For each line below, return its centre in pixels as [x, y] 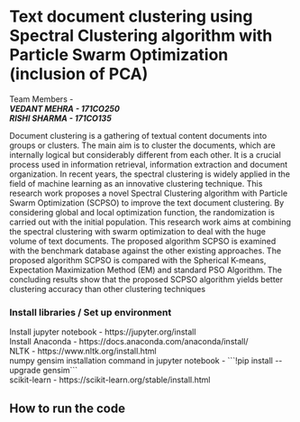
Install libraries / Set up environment [91, 312]
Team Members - [41, 99]
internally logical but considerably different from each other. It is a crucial [145, 154]
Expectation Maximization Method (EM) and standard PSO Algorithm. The [145, 270]
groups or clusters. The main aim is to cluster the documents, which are [143, 145]
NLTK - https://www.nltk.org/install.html [83, 351]
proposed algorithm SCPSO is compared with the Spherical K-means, [138, 260]
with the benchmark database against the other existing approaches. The [145, 251]
